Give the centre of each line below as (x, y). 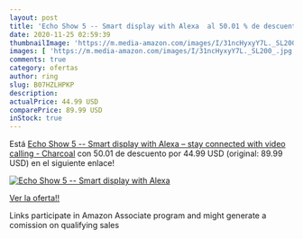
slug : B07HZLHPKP (42, 85)
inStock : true (36, 118)
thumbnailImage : (40, 43)
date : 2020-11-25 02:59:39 (60, 34)
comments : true (38, 60)
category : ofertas (44, 69)
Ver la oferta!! (35, 198)
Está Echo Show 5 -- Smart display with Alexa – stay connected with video (147, 144)
